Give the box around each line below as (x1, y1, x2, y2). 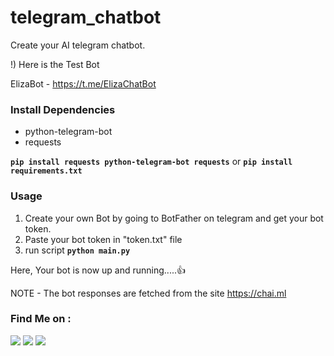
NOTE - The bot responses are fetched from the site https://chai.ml (10, 287, 287, 299)
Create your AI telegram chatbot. (10, 39, 146, 51)
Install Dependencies (10, 102, 116, 116)
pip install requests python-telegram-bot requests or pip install (10, 156, 293, 168)
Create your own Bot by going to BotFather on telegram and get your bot (24, 212, 324, 224)
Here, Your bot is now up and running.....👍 (10, 264, 186, 276)
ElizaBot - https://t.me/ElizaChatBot (10, 77, 157, 90)
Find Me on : (10, 312, 72, 326)
